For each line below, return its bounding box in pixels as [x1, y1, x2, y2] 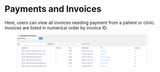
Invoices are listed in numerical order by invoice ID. [4, 24, 108, 30]
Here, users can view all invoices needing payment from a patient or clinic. [4, 20, 156, 25]
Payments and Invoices [4, 3, 102, 15]
